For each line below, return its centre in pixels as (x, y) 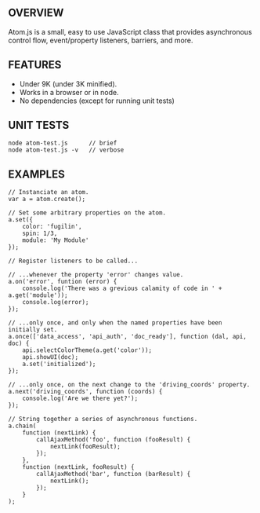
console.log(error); (56, 302)
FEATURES (35, 65)
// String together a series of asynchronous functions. (103, 420)
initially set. (33, 330)
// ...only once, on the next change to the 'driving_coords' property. (129, 385)
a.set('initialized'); (59, 365)
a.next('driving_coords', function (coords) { (85, 392)
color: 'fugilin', (52, 227)
